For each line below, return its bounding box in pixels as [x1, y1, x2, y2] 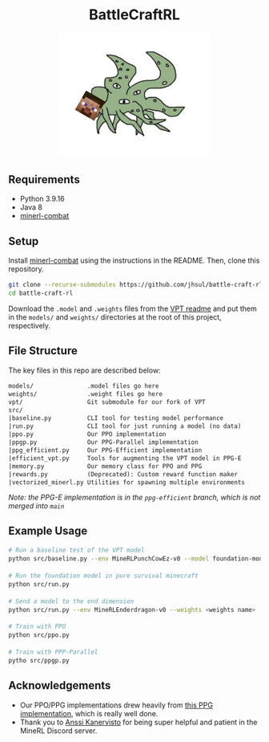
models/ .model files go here [8, 381, 159, 390]
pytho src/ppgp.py [8, 656, 70, 664]
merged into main [8, 500, 65, 511]
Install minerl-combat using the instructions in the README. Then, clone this [8, 255, 260, 266]
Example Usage [8, 524, 88, 538]
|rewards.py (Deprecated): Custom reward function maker [8, 470, 239, 479]
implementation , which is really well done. [19, 708, 159, 718]
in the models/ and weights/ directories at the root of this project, [8, 312, 222, 322]
